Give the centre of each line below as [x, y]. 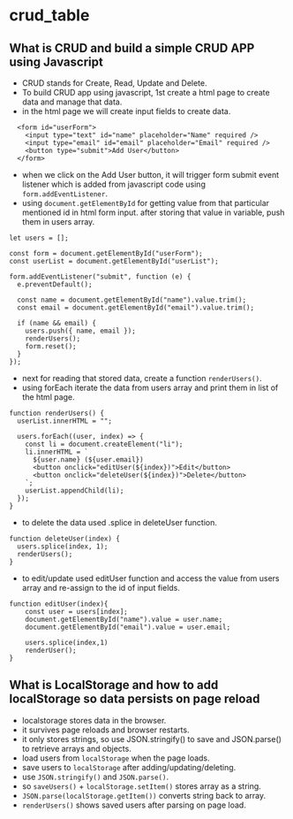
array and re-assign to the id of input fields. [101, 588]
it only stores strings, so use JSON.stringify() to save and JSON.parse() [152, 739]
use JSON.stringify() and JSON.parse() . [95, 777]
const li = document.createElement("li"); [104, 444]
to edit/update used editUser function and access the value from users [150, 578]
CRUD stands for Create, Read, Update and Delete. [114, 83]
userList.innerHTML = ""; [65, 421]
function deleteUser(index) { [65, 539]
